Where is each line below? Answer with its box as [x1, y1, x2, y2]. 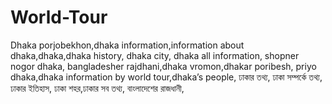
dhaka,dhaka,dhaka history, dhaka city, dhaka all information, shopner [10, 49, 300, 61]
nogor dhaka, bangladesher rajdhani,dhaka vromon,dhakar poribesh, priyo [10, 60, 317, 72]
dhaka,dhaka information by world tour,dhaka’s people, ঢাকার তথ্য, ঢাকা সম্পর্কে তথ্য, [10, 71, 323, 83]
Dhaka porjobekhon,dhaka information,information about [10, 39, 245, 51]
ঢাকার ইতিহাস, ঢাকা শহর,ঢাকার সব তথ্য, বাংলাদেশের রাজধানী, [10, 82, 185, 94]
